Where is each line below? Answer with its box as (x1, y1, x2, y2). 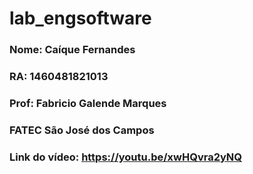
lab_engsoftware (9, 7, 152, 30)
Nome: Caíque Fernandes (9, 43, 136, 57)
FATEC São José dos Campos (9, 123, 155, 137)
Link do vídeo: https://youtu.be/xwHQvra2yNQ (9, 150, 243, 164)
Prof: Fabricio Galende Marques (9, 96, 167, 110)
